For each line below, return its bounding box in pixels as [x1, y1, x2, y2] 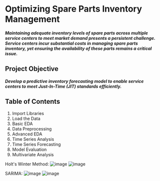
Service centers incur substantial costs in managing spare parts [5, 40, 138, 46]
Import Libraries [12, 110, 45, 116]
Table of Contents [5, 98, 61, 106]
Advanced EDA [12, 131, 43, 137]
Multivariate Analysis [12, 151, 54, 157]
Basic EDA [12, 120, 33, 127]
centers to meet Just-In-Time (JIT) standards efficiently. [5, 83, 122, 89]
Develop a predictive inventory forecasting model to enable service [5, 78, 144, 84]
